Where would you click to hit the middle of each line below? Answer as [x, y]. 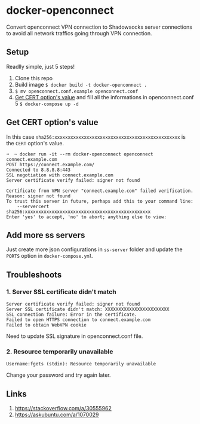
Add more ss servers [46, 235]
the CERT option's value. [35, 143]
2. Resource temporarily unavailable [60, 352]
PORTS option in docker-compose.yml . [50, 256]
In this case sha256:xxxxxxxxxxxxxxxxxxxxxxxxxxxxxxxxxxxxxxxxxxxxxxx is [96, 137]
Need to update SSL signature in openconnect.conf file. [75, 336]
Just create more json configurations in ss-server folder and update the [95, 249]
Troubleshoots [34, 275]
